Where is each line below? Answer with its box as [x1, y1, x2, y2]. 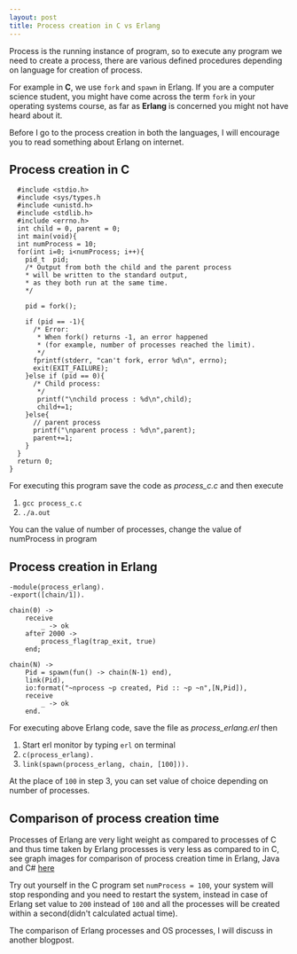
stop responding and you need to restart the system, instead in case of [9, 888, 269, 900]
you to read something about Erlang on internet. [9, 137, 184, 147]
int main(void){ [17, 232, 77, 241]
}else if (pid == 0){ [25, 371, 105, 381]
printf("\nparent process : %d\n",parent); [32, 426, 197, 435]
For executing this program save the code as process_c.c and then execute [9, 481, 284, 491]
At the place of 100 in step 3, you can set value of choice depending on [9, 776, 269, 786]
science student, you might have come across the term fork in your [9, 90, 255, 102]
